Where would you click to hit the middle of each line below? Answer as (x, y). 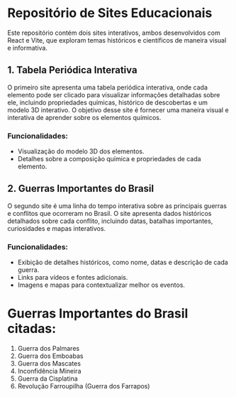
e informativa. (28, 48)
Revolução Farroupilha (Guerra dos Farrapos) (84, 386)
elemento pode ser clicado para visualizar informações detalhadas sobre (114, 94)
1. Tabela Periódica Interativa (72, 70)
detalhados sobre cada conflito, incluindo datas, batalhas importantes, (110, 221)
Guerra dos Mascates (49, 364)
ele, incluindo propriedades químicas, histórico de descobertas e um (107, 102)
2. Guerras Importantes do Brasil (81, 189)
